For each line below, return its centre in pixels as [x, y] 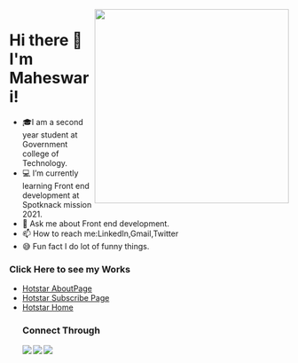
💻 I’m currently [50, 173]
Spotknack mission [57, 204]
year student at [50, 134]
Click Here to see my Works [70, 269]
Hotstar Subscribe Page [66, 298]
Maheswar [49, 78]
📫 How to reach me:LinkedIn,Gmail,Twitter [100, 233]
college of [40, 154]
